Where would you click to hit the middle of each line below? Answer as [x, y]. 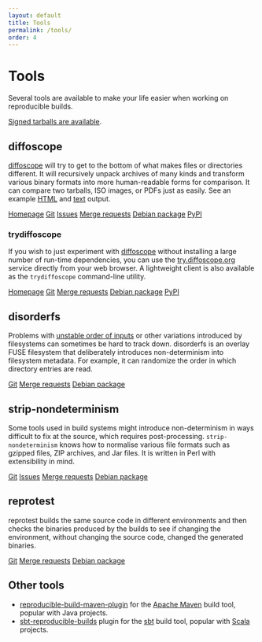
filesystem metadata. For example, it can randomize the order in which [122, 361]
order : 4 [22, 37]
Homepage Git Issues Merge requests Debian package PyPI [105, 214]
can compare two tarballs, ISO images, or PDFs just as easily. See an [120, 190]
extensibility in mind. [41, 461]
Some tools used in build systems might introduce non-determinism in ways [131, 428]
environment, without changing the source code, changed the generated [126, 537]
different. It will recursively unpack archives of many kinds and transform [127, 173]
